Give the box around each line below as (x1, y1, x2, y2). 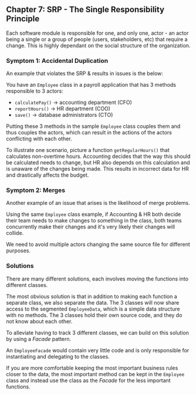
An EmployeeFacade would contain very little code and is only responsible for (6, 346, 190, 354)
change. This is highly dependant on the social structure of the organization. (6, 42, 191, 49)
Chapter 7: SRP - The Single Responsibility (6, 5, 165, 15)
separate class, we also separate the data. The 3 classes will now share (6, 299, 180, 306)
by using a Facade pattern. (6, 335, 72, 342)
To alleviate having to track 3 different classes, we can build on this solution (6, 329, 190, 336)
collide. (6, 229, 24, 237)
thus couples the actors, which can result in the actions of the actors (6, 129, 172, 136)
